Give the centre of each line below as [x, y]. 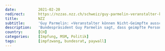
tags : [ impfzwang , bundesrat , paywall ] [56, 41]
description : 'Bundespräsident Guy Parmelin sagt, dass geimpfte [76, 28]
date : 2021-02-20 [33, 9]
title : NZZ [25, 18]
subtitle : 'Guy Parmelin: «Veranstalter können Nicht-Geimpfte [77, 23]
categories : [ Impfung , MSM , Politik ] [47, 37]
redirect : [15, 14]
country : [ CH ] [26, 32]
